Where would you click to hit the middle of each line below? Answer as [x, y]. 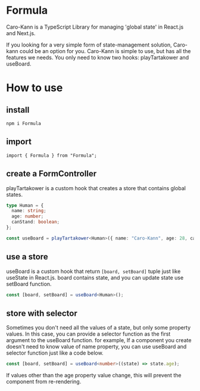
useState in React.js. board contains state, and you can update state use [95, 277]
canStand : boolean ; [36, 222]
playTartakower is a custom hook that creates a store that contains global [96, 188]
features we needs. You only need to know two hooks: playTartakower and [98, 57]
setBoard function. [29, 284]
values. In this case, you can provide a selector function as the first [88, 334]
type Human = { [25, 205]
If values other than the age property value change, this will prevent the [94, 376]
